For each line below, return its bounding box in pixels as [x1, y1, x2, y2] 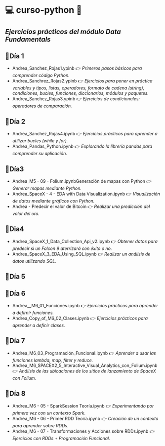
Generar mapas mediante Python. [12, 185, 82, 191]
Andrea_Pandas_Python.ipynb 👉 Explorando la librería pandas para [12, 143, 152, 149]
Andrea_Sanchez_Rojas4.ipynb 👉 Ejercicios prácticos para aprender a [12, 131, 158, 137]
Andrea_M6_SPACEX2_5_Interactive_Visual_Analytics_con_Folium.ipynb [12, 362, 158, 368]
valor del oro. [12, 211, 40, 217]
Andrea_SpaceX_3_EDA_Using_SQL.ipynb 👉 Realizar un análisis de [12, 251, 151, 257]
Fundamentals [5, 35, 51, 43]
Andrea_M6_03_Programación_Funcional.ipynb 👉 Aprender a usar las [12, 350, 157, 356]
